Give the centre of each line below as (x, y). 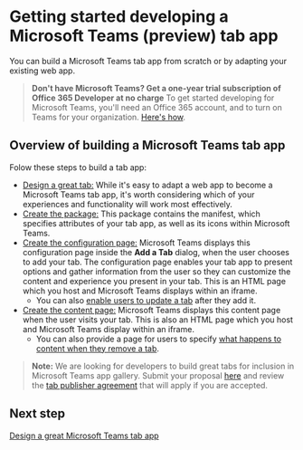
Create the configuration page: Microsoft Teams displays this (136, 243)
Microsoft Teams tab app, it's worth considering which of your (138, 194)
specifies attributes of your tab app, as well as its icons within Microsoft (156, 223)
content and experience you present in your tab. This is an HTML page (154, 281)
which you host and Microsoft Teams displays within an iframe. (140, 291)
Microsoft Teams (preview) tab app (144, 36)
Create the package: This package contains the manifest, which (141, 214)
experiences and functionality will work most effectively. (128, 204)
